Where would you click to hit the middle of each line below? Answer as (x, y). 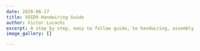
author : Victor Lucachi (36, 23)
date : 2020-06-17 (28, 12)
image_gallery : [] (29, 34)
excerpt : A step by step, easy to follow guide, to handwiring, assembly (100, 28)
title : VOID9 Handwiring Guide (45, 17)
